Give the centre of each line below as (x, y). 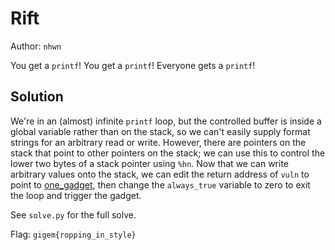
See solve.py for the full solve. (73, 214)
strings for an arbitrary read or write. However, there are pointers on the (158, 142)
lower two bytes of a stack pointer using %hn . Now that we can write (150, 163)
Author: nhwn (36, 46)
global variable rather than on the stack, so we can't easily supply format (160, 131)
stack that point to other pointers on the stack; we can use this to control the (168, 153)
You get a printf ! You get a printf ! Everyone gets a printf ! (133, 65)
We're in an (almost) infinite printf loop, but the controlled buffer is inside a (166, 121)
